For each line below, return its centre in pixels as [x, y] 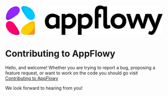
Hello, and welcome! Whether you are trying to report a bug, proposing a [80, 67]
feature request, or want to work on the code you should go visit [71, 73]
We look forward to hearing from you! [44, 88]
